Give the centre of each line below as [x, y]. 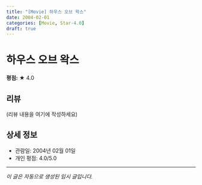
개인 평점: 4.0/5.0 [36, 158]
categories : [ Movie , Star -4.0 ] [45, 23]
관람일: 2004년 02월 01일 [45, 150]
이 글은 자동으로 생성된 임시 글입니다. [50, 176]
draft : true [21, 29]
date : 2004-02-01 [28, 17]
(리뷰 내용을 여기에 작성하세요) [42, 114]
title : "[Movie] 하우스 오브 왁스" [46, 12]
